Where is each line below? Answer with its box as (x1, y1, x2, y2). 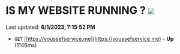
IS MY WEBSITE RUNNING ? (5, 4, 146, 17)
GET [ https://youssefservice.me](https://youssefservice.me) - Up (14, 35, 174, 42)
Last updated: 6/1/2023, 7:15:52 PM (5, 23, 95, 31)
